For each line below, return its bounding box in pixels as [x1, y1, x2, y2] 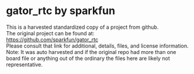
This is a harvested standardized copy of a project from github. [6, 23, 159, 31]
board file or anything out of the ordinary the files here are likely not [6, 55, 170, 62]
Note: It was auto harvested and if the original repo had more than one [6, 48, 176, 55]
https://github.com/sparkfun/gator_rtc [6, 36, 99, 43]
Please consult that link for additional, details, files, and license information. [6, 42, 189, 49]
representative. [6, 60, 43, 68]
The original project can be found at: [6, 29, 95, 36]
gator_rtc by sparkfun [6, 4, 116, 18]
